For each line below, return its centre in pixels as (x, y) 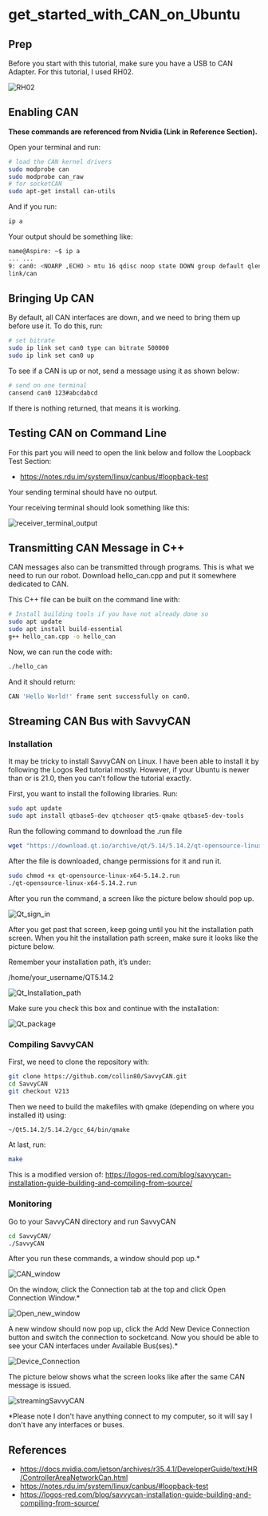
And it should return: (42, 681)
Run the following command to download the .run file (95, 831)
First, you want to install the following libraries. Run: (93, 794)
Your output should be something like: (71, 236)
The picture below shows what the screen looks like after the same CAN (127, 1377)
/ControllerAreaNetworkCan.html (74, 1478)
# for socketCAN (35, 184)
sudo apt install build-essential (66, 629)
